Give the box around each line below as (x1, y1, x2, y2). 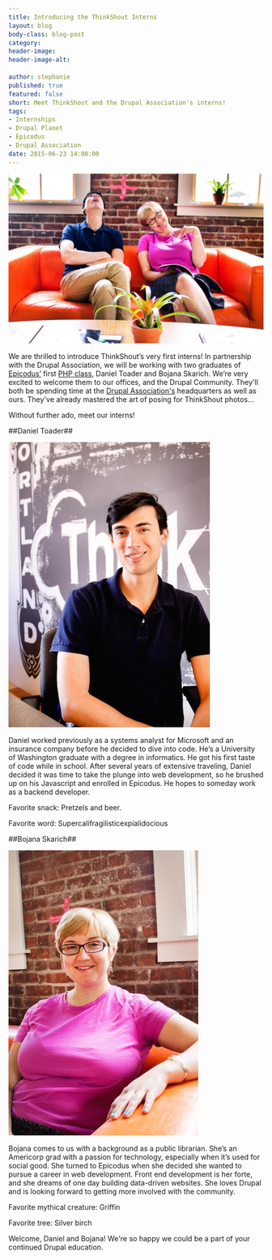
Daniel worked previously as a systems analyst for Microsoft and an (8, 736, 235, 745)
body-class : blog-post (8, 30, 85, 38)
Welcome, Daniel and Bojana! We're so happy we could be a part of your (8, 1234, 250, 1244)
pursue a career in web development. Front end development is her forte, (8, 1169, 253, 1179)
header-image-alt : (8, 56, 70, 64)
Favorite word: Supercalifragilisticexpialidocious (8, 818, 168, 828)
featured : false (8, 90, 63, 98)
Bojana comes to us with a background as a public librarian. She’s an (8, 1143, 237, 1154)
